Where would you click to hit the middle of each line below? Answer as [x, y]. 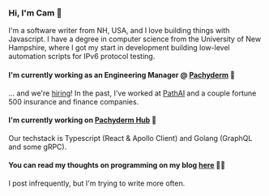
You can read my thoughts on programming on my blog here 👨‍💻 [117, 165]
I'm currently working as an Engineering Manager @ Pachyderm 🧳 [122, 75]
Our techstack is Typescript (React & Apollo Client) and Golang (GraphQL [130, 138]
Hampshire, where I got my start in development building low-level [119, 48]
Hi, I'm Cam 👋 [35, 13]
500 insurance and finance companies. [74, 101]
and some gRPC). [38, 147]
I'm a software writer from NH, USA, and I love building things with [119, 31]
